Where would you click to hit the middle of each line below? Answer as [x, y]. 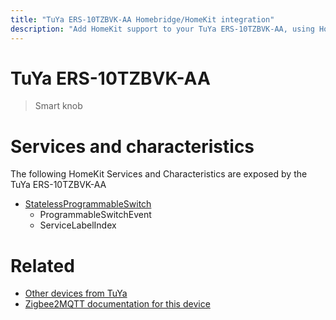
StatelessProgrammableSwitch [88, 204]
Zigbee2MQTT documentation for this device [117, 304]
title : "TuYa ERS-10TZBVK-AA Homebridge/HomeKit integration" [142, 19]
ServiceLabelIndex [78, 225]
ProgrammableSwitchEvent [95, 215]
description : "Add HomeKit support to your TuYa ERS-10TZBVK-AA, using [162, 29]
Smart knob [58, 106]
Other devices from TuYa [76, 293]
